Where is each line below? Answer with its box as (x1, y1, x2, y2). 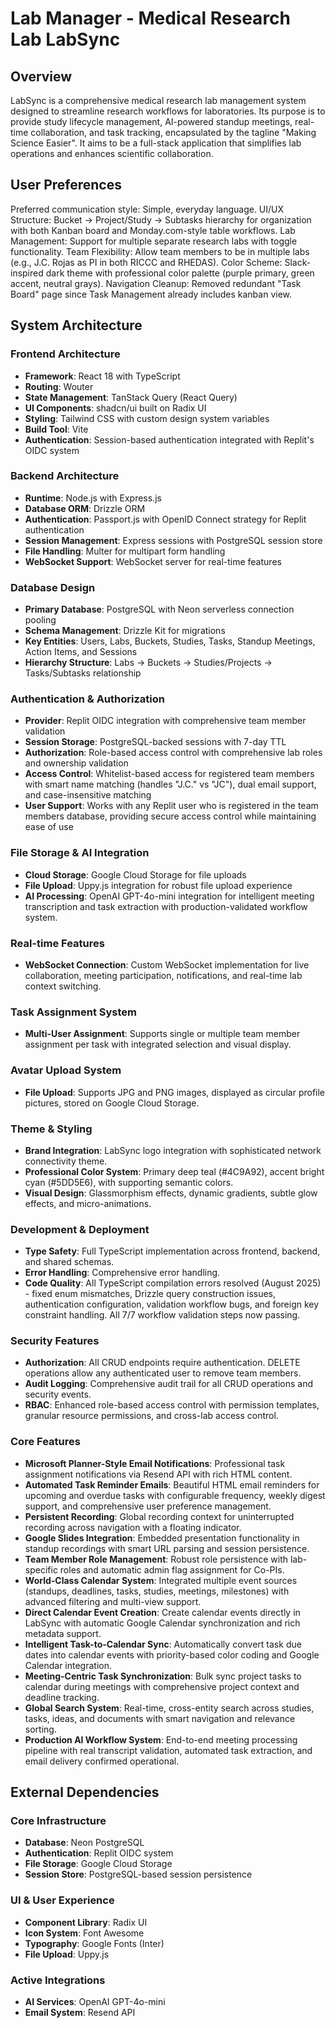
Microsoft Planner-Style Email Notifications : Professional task (24, 1457, 286, 1469)
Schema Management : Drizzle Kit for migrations (24, 625, 226, 637)
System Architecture (10, 317, 143, 334)
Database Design (10, 580, 96, 594)
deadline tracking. (24, 1691, 100, 1703)
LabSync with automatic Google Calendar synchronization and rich (24, 1617, 301, 1629)
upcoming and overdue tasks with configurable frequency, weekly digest (24, 1489, 326, 1501)
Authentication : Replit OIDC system (24, 1847, 174, 1859)
